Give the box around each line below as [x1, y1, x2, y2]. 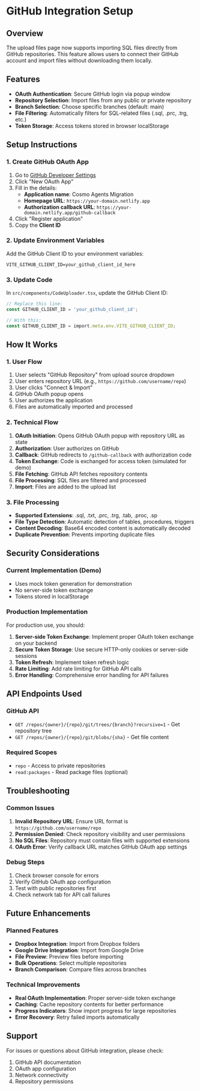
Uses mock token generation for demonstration [14, 580, 132, 587]
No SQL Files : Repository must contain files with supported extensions [14, 837, 190, 844]
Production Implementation [6, 607, 88, 616]
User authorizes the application [14, 397, 93, 404]
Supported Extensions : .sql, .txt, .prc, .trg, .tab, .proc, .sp [14, 511, 158, 518]
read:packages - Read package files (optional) [14, 768, 128, 775]
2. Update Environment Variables [6, 236, 105, 245]
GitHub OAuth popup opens [14, 390, 84, 398]
